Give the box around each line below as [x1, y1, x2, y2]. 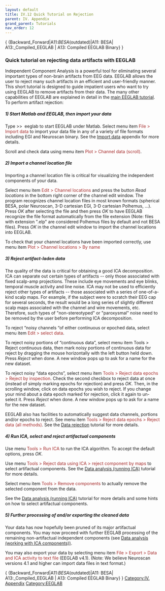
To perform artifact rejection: [5, 99, 64, 105]
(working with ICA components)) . [5, 540, 72, 546]
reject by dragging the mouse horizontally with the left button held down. [5, 350, 153, 356]
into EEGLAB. [5, 229, 32, 235]
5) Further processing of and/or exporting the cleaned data [5, 512, 130, 518]
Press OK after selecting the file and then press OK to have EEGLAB [5, 208, 143, 214]
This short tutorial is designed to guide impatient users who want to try [5, 84, 149, 90]
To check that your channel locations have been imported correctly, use [5, 239, 151, 245]
